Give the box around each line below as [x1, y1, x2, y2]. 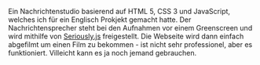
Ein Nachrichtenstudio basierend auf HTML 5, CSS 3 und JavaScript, [8, 7, 230, 16]
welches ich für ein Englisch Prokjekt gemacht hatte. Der [8, 15, 192, 24]
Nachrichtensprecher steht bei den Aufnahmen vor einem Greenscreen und [8, 23, 253, 32]
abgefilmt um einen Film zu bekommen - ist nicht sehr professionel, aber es [8, 40, 253, 49]
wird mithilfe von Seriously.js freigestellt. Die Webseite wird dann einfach [8, 31, 244, 41]
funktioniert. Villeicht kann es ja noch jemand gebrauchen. [8, 49, 197, 57]
